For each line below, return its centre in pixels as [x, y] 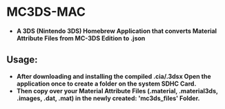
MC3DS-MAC [46, 12]
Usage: [22, 60]
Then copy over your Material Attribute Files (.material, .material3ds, [117, 90]
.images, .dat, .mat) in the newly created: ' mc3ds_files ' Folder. [108, 98]
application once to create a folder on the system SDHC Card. [106, 84]
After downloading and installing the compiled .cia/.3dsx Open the [114, 76]
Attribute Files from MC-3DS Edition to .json [81, 38]
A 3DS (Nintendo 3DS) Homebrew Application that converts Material [117, 31]
